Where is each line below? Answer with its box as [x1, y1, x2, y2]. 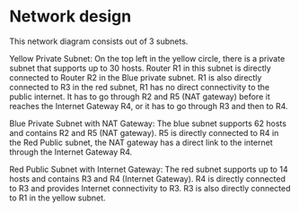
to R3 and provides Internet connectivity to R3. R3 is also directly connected [9, 182, 291, 193]
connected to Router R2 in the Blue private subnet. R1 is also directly [9, 72, 262, 82]
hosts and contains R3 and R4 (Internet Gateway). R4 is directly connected [9, 173, 286, 184]
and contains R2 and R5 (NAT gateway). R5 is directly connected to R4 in [9, 127, 279, 138]
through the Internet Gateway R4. [9, 146, 133, 157]
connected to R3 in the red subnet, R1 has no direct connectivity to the [9, 81, 270, 92]
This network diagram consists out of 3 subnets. [9, 36, 189, 47]
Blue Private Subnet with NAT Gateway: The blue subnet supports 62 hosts [9, 118, 287, 129]
